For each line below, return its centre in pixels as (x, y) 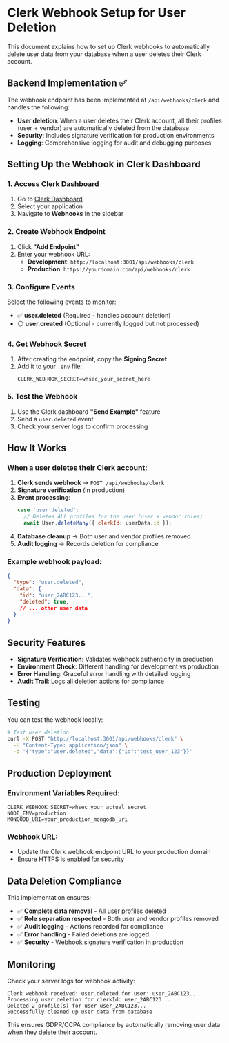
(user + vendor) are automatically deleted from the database (103, 128)
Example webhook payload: (54, 561)
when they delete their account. (52, 1032)
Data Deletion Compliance (64, 881)
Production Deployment (59, 773)
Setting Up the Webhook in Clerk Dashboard (104, 164)
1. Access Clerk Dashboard (53, 184)
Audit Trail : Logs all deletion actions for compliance (90, 681)
